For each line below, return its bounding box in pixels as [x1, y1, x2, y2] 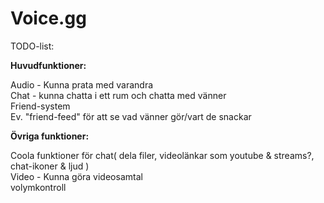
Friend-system [10, 100, 71, 112]
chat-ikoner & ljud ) [10, 160, 90, 172]
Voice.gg [10, 7, 87, 30]
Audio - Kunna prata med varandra [10, 78, 154, 91]
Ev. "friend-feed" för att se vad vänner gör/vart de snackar [10, 110, 252, 122]
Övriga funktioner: [10, 130, 90, 142]
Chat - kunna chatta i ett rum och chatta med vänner [10, 89, 227, 101]
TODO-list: [10, 40, 55, 52]
